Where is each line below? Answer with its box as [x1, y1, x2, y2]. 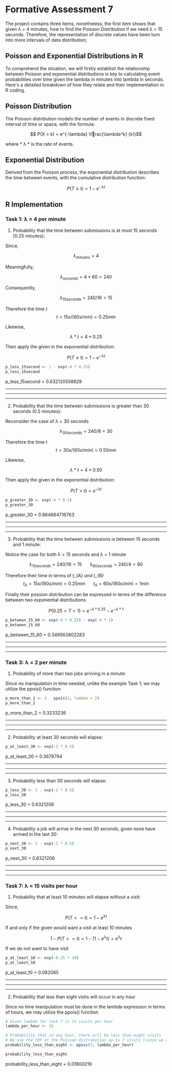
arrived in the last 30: [12, 831, 58, 837]
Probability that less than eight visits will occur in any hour [12, 994, 136, 1000]
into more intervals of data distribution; [5, 37, 88, 43]
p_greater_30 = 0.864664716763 [5, 511, 75, 518]
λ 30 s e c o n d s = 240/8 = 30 [59, 428, 113, 435]
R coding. [5, 87, 26, 93]
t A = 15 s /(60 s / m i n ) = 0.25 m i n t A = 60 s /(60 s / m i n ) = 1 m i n [23, 580, 149, 587]
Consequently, [5, 285, 36, 291]
